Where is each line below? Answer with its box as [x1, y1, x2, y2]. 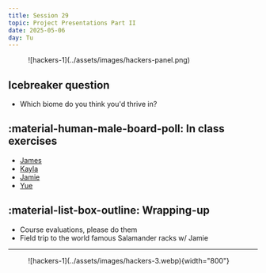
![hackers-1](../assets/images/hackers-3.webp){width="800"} [28, 256, 230, 265]
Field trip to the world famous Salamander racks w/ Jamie [19, 233, 208, 242]
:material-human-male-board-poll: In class [8, 122, 225, 135]
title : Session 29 [8, 11, 69, 20]
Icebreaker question [8, 78, 110, 92]
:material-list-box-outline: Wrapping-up [8, 203, 210, 218]
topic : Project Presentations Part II [8, 19, 136, 27]
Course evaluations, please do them [19, 225, 138, 234]
